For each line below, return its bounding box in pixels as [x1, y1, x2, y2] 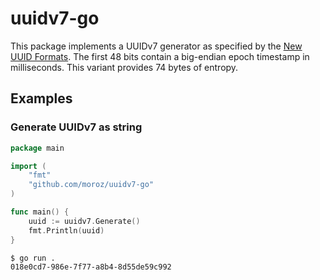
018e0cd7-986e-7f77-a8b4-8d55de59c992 [10, 262, 172, 272]
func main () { [10, 207, 70, 217]
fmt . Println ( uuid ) [28, 225, 105, 236]
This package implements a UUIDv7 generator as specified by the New [10, 40, 303, 52]
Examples [10, 90, 73, 107]
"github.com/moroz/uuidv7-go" [28, 180, 155, 190]
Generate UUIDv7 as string [10, 120, 143, 134]
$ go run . [10, 253, 56, 263]
